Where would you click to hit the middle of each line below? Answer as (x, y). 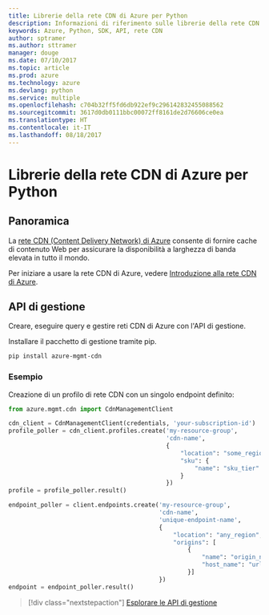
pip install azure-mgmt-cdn (55, 356)
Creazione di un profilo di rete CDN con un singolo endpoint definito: (121, 394)
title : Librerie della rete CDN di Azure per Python (98, 16)
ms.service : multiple (44, 98)
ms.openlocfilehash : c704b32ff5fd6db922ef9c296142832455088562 (116, 105)
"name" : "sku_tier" (227, 468)
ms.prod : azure (34, 75)
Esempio (26, 377)
